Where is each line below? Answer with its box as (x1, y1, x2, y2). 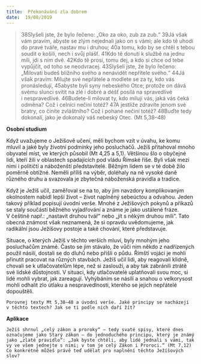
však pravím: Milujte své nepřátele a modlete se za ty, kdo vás (20, 76, 175, 83)
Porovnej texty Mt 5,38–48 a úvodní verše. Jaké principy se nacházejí (6, 299, 189, 305)
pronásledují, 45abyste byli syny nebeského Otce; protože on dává (20, 82, 186, 89)
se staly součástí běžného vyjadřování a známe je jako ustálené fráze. (6, 206, 179, 213)
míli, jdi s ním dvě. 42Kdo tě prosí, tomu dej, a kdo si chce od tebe (20, 56, 184, 64)
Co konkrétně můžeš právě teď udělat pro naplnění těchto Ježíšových (6, 347, 184, 354)
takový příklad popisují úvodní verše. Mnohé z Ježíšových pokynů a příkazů (6, 199, 194, 207)
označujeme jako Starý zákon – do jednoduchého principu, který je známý (6, 332, 195, 338)
